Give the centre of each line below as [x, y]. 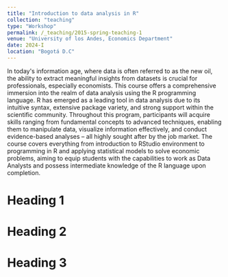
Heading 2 [37, 232]
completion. [24, 172]
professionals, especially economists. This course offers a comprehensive [112, 85]
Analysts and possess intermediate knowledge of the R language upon [107, 166]
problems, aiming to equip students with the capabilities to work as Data [109, 158]
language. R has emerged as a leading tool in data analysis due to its [104, 100]
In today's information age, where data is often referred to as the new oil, [110, 71]
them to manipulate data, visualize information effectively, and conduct [107, 129]
